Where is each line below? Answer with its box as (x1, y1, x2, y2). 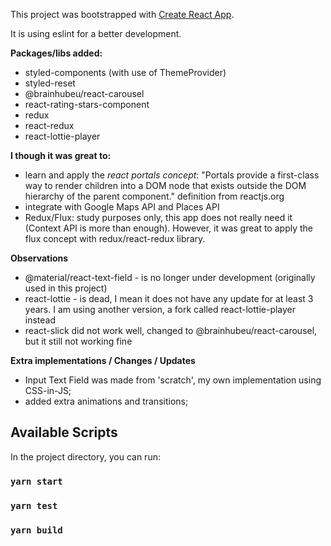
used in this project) (24, 282, 108, 294)
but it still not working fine (24, 335, 133, 347)
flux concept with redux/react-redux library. (24, 233, 206, 244)
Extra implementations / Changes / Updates (10, 355, 196, 366)
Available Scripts (10, 424, 118, 441)
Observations (10, 252, 69, 264)
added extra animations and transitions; (24, 395, 189, 407)
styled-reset (24, 77, 76, 89)
